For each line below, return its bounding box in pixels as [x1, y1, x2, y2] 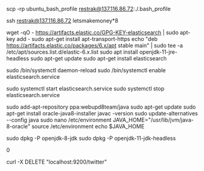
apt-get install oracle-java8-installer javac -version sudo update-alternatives [6, 110, 198, 117]
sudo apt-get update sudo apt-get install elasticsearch [30, 55, 167, 62]
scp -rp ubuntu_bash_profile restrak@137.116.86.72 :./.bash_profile [6, 5, 171, 12]
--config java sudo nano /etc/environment [6, 116, 111, 123]
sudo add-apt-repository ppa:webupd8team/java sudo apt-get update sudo [6, 103, 196, 111]
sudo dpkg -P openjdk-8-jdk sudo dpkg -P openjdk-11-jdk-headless [6, 134, 176, 142]
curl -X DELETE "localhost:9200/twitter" [6, 158, 107, 166]
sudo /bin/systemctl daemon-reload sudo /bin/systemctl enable [6, 67, 166, 74]
